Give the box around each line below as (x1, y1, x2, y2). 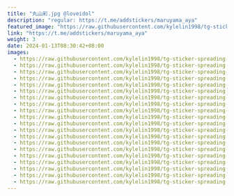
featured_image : (7, 23, 54, 30)
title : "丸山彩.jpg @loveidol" (7, 10, 95, 17)
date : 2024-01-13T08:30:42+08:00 (7, 42, 104, 49)
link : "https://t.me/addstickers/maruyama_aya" (7, 29, 148, 37)
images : (7, 49, 30, 56)
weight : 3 (7, 36, 36, 43)
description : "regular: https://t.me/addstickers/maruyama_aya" (7, 17, 198, 24)
